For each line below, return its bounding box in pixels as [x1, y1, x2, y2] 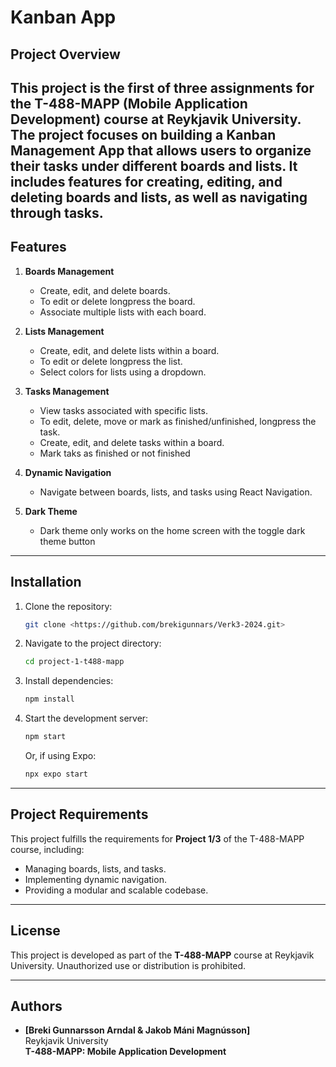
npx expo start [24, 769, 89, 780]
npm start [24, 732, 67, 742]
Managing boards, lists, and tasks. [24, 862, 167, 875]
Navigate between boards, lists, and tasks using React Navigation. [39, 486, 313, 498]
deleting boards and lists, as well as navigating [10, 189, 308, 206]
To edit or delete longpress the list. [39, 355, 183, 367]
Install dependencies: [24, 675, 114, 687]
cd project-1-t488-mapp [24, 657, 125, 667]
